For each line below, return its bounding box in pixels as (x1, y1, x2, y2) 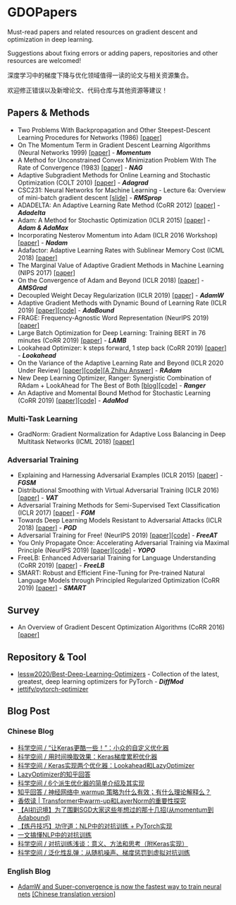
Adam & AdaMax (17, 223, 69, 232)
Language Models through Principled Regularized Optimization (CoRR (17, 576, 221, 585)
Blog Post (7, 705, 51, 718)
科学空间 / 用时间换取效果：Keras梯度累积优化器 (17, 752, 158, 761)
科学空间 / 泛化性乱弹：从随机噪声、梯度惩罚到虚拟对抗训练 (17, 848, 190, 856)
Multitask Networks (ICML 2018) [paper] (17, 438, 135, 446)
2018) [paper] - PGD (17, 524, 77, 532)
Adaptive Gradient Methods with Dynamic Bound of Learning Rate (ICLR (17, 298, 227, 307)
